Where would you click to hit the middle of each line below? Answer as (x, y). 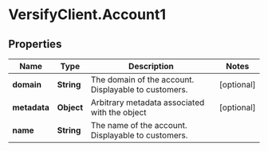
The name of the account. (139, 125)
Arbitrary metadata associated (148, 103)
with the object (118, 112)
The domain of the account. (142, 79)
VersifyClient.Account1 (87, 15)
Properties (35, 44)
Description (151, 66)
